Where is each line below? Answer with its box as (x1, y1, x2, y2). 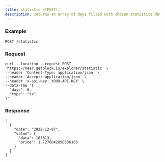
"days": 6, (9, 87, 32, 92)
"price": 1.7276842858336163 (18, 140, 78, 145)
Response (5, 108, 29, 114)
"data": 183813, (18, 135, 52, 140)
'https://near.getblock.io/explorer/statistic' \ (5, 66, 109, 71)
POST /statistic (5, 39, 38, 44)
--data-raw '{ (5, 83, 34, 88)
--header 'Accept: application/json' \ (5, 75, 87, 80)
